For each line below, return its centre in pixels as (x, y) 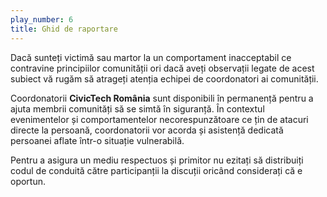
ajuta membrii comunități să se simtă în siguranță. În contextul (137, 108)
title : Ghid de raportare (64, 29)
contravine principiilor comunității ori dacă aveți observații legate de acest (162, 68)
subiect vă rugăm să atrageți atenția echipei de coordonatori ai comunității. (164, 78)
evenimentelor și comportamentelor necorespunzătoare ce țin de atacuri (159, 119)
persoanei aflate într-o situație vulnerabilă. (97, 140)
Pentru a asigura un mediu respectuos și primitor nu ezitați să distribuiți (157, 160)
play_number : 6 (42, 19)
